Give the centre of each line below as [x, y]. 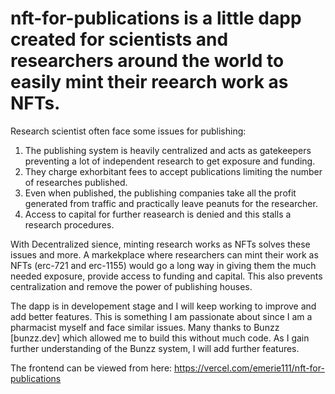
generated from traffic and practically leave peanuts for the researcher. [171, 203]
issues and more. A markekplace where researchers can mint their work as [164, 254]
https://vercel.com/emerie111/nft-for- [249, 368]
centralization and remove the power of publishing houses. [131, 286]
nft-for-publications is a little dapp [156, 18]
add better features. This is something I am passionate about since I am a [161, 316]
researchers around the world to [147, 61]
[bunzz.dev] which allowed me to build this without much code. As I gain [160, 338]
